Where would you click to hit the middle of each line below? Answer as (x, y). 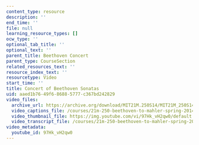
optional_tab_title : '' (36, 45)
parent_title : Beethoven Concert (47, 56)
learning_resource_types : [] (42, 34)
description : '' (26, 17)
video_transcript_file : (41, 122)
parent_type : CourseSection (41, 61)
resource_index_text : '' (37, 72)
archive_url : (28, 105)
